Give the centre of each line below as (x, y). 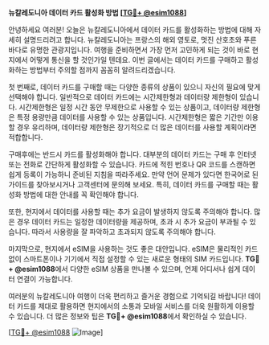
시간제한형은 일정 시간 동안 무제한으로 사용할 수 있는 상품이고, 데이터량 (129, 107)
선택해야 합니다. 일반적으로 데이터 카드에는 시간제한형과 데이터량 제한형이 (123, 97)
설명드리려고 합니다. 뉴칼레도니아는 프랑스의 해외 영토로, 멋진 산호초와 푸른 (140, 40)
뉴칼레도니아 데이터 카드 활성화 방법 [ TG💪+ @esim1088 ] (98, 12)
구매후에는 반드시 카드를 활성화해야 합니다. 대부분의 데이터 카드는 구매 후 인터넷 (132, 154)
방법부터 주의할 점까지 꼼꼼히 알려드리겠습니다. (102, 70)
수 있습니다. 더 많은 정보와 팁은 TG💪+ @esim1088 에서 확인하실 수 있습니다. (128, 316)
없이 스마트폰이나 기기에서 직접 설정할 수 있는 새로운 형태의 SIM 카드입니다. (126, 259)
